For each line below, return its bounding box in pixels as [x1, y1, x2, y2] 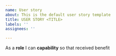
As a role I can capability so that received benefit [5, 45, 110, 51]
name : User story [5, 7, 42, 13]
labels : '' [5, 21, 29, 27]
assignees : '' [5, 26, 36, 32]
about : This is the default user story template [5, 12, 111, 17]
